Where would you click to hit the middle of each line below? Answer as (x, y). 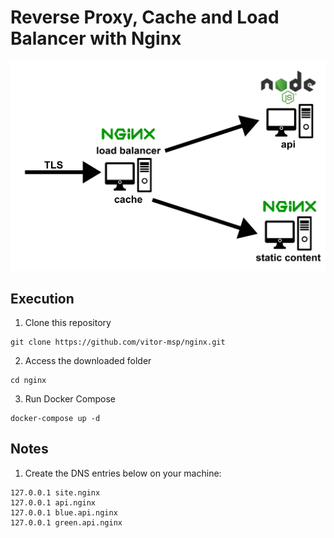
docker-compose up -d (55, 418)
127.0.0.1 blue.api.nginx (64, 512)
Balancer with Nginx (96, 38)
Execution (42, 298)
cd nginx (28, 380)
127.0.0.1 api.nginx (53, 502)
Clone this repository (68, 322)
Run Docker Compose (70, 398)
